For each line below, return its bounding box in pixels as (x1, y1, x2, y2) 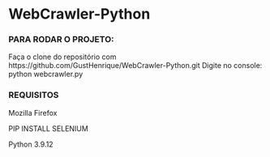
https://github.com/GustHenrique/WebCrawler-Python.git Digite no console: (8, 61, 263, 70)
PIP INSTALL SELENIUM (8, 123, 89, 134)
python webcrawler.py (8, 70, 84, 79)
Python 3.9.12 (8, 139, 54, 149)
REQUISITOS (8, 90, 59, 101)
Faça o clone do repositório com (8, 52, 117, 62)
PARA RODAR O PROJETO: (8, 34, 114, 45)
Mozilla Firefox (8, 108, 58, 117)
